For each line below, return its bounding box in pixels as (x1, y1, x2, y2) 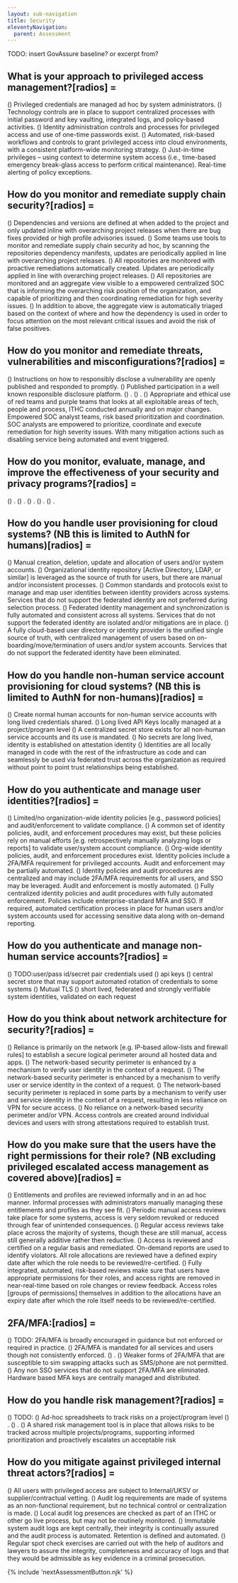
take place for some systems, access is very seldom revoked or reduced (7, 1213, 220, 1222)
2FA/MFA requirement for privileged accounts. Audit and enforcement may (7, 858, 225, 867)
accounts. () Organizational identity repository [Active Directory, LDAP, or (7, 566, 222, 574)
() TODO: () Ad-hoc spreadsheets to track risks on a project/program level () (7, 1413, 229, 1421)
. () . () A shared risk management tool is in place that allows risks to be (7, 1420, 215, 1429)
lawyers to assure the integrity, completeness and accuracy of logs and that (7, 1546, 229, 1555)
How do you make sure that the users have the (7, 1139, 216, 1151)
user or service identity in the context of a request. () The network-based (7, 1080, 221, 1089)
